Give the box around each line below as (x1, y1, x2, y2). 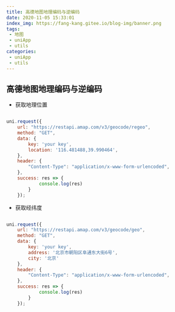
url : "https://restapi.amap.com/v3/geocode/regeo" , (17, 124, 151, 131)
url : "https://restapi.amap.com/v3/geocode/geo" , (17, 227, 146, 233)
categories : (6, 49, 36, 55)
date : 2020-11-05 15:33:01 (6, 15, 75, 21)
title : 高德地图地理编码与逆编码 (6, 9, 80, 15)
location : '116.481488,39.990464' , (28, 147, 118, 153)
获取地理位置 (15, 101, 47, 108)
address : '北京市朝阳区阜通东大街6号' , (28, 249, 118, 255)
